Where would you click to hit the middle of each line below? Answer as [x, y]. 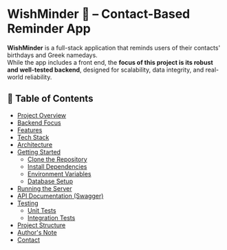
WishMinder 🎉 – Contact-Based [99, 14]
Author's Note [37, 232]
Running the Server [44, 188]
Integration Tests [51, 218]
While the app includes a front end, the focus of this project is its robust [110, 62]
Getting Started [39, 152]
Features [30, 129]
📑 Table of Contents [50, 99]
